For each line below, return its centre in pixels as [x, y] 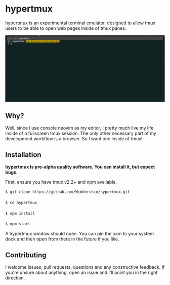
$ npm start [18, 224]
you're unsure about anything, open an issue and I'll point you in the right [81, 273]
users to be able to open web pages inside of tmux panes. [66, 28]
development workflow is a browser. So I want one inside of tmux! [74, 139]
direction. [15, 278]
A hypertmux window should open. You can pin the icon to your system [80, 234]
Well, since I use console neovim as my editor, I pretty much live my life [79, 128]
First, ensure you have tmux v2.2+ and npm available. [61, 182]
